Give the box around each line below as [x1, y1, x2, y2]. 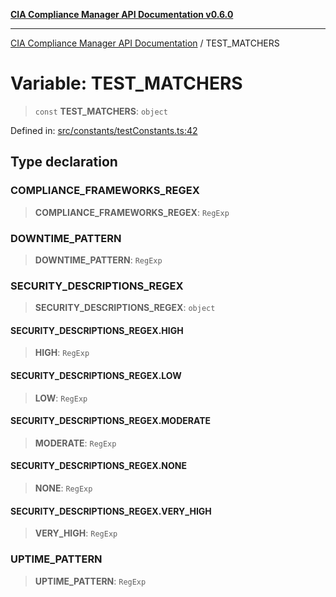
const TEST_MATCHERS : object [34, 105, 168, 117]
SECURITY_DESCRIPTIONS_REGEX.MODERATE [10, 415, 212, 427]
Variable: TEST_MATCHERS [10, 72, 243, 95]
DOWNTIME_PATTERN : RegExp [34, 254, 163, 266]
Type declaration [10, 154, 118, 171]
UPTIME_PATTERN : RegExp [34, 575, 147, 587]
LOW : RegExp [34, 392, 88, 404]
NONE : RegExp [34, 482, 93, 494]
